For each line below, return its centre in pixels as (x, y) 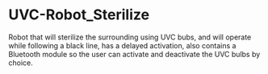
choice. (21, 63)
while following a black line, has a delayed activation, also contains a (122, 45)
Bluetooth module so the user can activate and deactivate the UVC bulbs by (134, 54)
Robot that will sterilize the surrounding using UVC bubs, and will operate (130, 37)
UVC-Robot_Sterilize (79, 15)
